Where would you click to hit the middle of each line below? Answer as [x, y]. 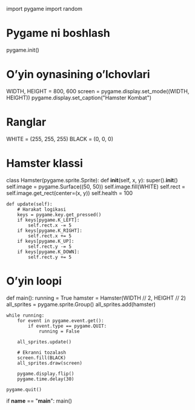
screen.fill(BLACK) [42, 358]
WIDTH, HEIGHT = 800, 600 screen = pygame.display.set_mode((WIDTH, [98, 91]
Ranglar [26, 122]
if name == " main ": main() [39, 401]
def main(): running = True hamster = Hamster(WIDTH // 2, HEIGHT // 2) [96, 298]
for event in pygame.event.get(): [61, 320]
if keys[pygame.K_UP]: [46, 241]
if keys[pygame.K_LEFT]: [48, 220]
